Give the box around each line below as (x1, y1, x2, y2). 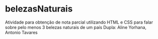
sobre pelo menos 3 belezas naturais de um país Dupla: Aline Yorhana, (5, 24, 147, 30)
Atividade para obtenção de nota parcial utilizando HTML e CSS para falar (5, 19, 153, 25)
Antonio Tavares (5, 29, 38, 35)
